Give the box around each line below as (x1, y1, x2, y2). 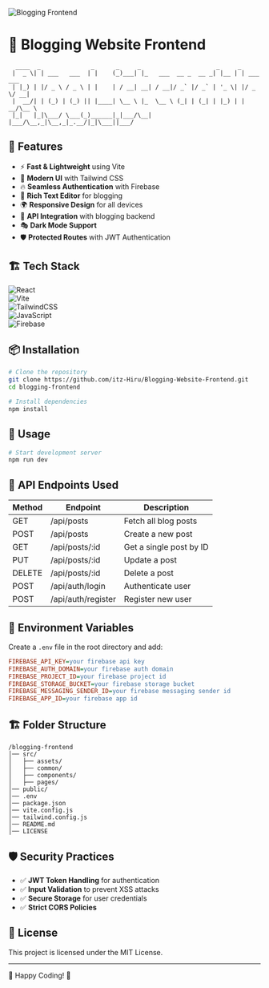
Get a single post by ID (123, 542, 210, 553)
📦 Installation (8, 343, 80, 357)
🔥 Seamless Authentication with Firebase (19, 181, 160, 192)
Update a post (123, 554, 178, 566)
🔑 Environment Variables (8, 621, 134, 635)
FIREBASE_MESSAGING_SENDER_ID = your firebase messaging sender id (8, 688, 231, 696)
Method (12, 502, 43, 513)
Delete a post (123, 567, 175, 579)
